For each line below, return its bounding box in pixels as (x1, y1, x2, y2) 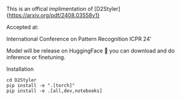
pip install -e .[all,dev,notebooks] (6, 88, 103, 94)
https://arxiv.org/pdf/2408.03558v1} (8, 12, 100, 19)
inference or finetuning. (6, 54, 66, 60)
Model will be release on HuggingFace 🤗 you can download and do (6, 47, 175, 54)
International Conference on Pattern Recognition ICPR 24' (6, 35, 152, 42)
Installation (6, 65, 34, 73)
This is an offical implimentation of (6, 5, 94, 12)
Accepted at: (6, 24, 39, 30)
